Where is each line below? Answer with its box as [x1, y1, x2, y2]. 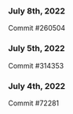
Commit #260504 [8, 24, 66, 33]
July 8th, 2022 [8, 6, 65, 17]
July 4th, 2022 [8, 80, 66, 91]
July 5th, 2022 [8, 43, 65, 54]
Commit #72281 [8, 98, 60, 108]
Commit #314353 [8, 61, 64, 70]
